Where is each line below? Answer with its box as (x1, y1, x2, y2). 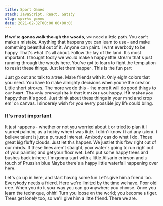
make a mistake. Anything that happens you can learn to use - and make (5, 39, 150, 45)
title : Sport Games (5, 7, 45, 12)
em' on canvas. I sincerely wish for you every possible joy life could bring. (5, 100, 153, 106)
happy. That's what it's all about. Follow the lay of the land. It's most (5, 50, 141, 56)
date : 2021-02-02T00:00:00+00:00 (5, 20, 73, 26)
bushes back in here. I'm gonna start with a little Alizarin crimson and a (5, 154, 147, 161)
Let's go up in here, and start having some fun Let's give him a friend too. (5, 174, 152, 180)
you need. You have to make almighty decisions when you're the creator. (5, 80, 151, 86)
